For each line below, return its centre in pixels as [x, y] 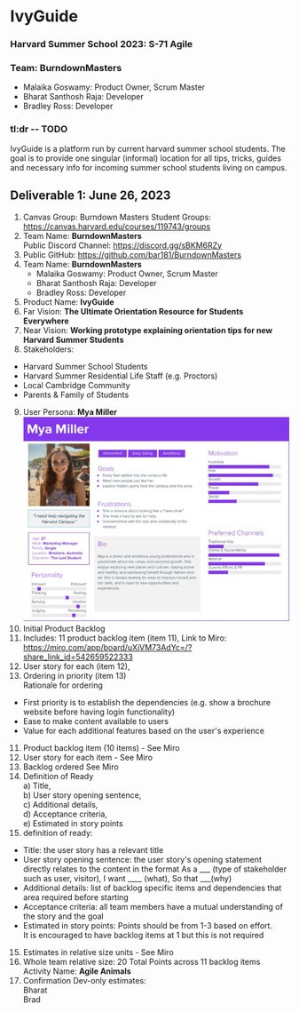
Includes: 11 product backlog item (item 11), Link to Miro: [125, 638]
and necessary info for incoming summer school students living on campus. [149, 167]
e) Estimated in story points [73, 823]
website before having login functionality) [99, 712]
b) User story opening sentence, [82, 795]
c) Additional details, [60, 804]
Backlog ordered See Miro [71, 767]
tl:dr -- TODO [39, 129]
